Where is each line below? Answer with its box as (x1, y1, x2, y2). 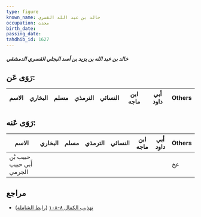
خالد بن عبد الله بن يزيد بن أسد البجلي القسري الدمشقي (6, 55, 129, 62)
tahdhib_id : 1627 (6, 36, 50, 42)
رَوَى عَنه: (6, 117, 36, 127)
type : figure (6, 8, 39, 15)
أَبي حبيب (9, 160, 33, 169)
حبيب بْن (9, 153, 31, 161)
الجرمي (9, 168, 29, 176)
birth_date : (6, 25, 36, 32)
